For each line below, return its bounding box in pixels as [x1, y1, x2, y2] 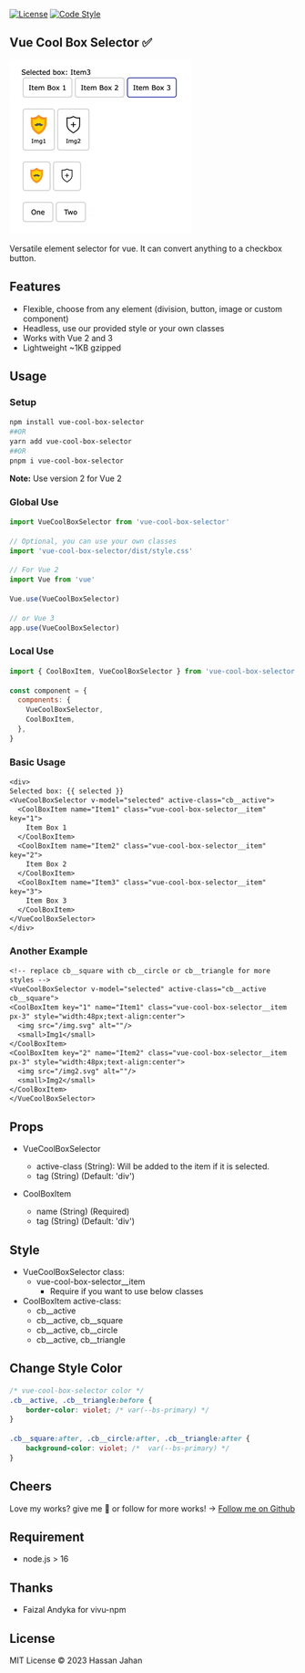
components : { [17, 695, 71, 705]
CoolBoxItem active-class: [22, 1296, 121, 1306]
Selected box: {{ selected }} [9, 787, 125, 796]
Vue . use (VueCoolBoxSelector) [9, 594, 120, 603]
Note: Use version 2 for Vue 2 [9, 473, 122, 484]
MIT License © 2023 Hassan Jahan [9, 1655, 143, 1666]
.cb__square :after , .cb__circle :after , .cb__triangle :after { [9, 1434, 250, 1444]
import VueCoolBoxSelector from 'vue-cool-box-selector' [9, 517, 230, 527]
